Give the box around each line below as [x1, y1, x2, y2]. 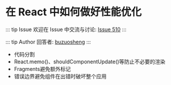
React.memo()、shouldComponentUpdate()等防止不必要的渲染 [13, 58, 166, 65]
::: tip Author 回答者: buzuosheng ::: [5, 38, 91, 45]
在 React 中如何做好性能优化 [5, 5, 142, 19]
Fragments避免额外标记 [13, 65, 71, 72]
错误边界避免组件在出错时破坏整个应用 [13, 73, 107, 80]
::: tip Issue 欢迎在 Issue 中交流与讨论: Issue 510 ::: [5, 26, 127, 33]
